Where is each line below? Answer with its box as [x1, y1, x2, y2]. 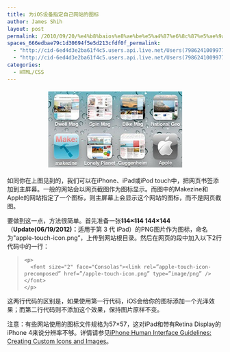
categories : [7, 62, 41, 68]
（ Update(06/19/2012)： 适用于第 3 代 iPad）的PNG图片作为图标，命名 [7, 225, 208, 233]
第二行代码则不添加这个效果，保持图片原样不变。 [25, 305, 163, 314]
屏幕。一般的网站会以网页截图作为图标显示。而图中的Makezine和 [25, 185, 209, 193]
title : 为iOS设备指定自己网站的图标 [7, 11, 99, 18]
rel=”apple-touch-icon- [143, 263, 212, 270]
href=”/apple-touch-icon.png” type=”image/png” [64, 270, 203, 277]
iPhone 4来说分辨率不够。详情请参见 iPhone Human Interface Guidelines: [7, 328, 212, 336]
